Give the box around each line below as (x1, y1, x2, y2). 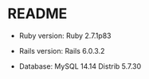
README (7, 5, 68, 23)
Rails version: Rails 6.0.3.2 (18, 46, 105, 55)
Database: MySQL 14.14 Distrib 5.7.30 (18, 61, 142, 71)
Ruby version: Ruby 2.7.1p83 (18, 31, 112, 40)
